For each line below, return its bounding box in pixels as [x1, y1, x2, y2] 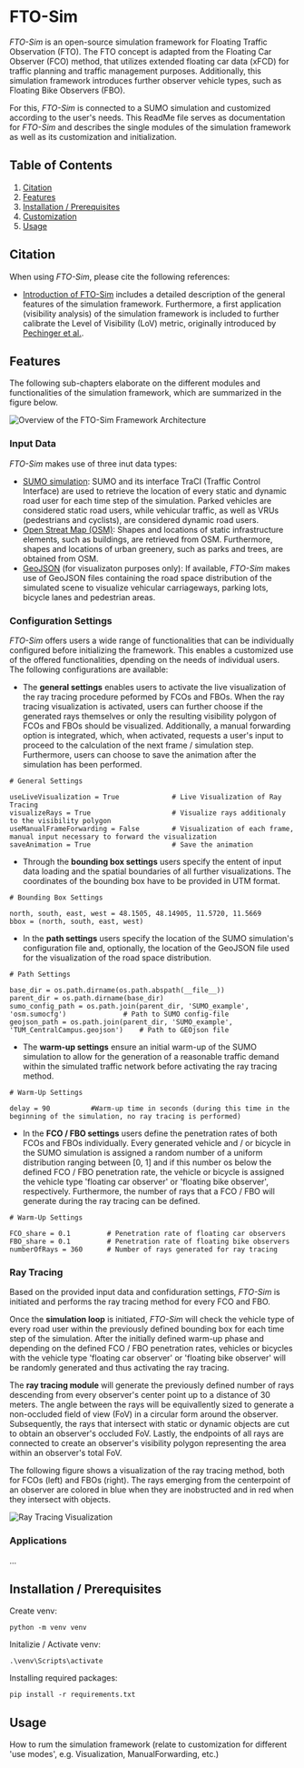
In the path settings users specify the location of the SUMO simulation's [22, 932, 294, 943]
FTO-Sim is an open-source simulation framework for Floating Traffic [9, 36, 268, 47]
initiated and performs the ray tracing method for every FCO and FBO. [9, 1296, 270, 1307]
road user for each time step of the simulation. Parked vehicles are [22, 495, 272, 506]
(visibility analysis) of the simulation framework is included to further [22, 307, 279, 319]
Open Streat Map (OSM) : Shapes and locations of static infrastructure [22, 524, 284, 535]
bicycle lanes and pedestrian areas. [22, 591, 156, 602]
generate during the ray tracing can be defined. [22, 1195, 201, 1206]
